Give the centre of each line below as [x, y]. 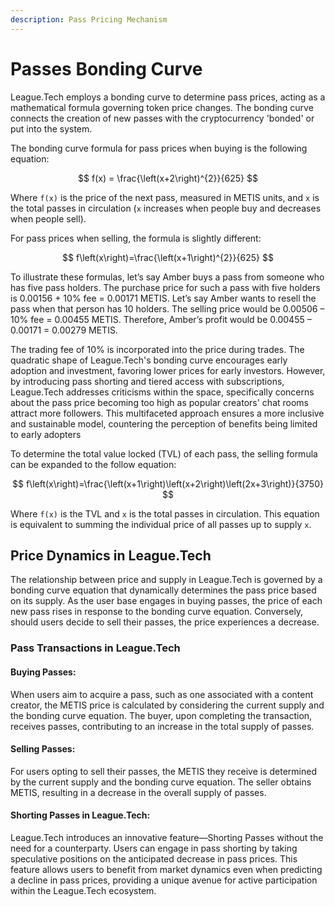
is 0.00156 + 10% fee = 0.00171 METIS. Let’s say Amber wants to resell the [163, 298]
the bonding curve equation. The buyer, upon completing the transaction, [161, 715]
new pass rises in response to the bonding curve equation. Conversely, [157, 612]
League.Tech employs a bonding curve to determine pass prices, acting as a [168, 97]
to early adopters [46, 434]
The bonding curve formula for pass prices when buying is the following [159, 148]
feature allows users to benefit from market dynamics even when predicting [166, 869]
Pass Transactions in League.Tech [95, 648]
